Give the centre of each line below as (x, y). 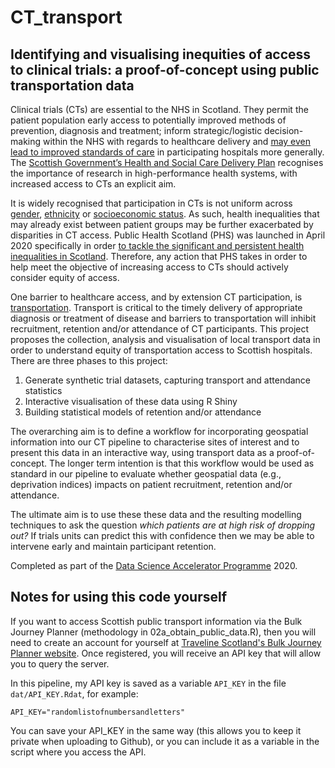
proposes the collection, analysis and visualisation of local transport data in (165, 339)
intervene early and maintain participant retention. (113, 546)
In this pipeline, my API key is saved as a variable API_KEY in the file (148, 683)
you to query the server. (60, 663)
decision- (284, 130)
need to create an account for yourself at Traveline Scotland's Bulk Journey (166, 642)
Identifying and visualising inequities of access (161, 54)
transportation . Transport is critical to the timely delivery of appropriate (156, 307)
